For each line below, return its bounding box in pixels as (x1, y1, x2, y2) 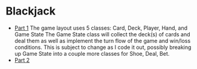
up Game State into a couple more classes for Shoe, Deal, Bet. (14, 50, 170, 57)
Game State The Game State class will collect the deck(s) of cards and (14, 30, 191, 38)
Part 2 (14, 56, 30, 64)
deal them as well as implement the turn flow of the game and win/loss (14, 37, 191, 44)
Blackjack (5, 4, 56, 18)
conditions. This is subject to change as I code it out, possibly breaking (14, 44, 192, 51)
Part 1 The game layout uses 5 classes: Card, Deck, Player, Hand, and (14, 24, 188, 31)
